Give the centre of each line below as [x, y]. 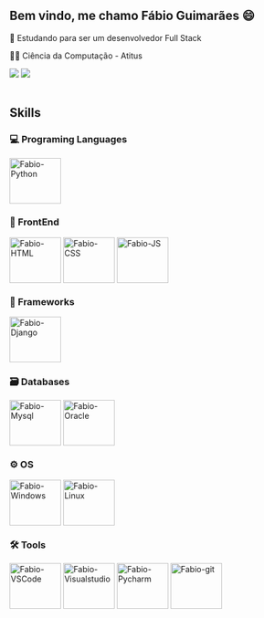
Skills [25, 113]
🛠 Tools [28, 545]
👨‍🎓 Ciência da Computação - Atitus [76, 56]
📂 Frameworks [42, 301]
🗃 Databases [40, 382]
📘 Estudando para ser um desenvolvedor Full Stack [106, 37]
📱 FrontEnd [34, 222]
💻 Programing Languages [69, 140]
